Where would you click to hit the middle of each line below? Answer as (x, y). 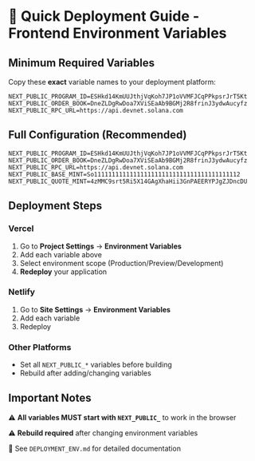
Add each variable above (61, 254)
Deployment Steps (55, 206)
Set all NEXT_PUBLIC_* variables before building (96, 365)
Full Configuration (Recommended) (98, 135)
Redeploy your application (63, 272)
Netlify (22, 292)
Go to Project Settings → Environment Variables (100, 246)
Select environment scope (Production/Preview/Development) (122, 263)
